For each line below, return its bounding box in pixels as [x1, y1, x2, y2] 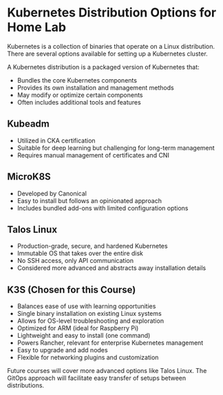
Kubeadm [7, 118, 50, 130]
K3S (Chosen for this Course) [7, 284, 136, 295]
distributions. [7, 381, 45, 389]
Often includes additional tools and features [17, 98, 141, 106]
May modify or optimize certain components [17, 91, 143, 99]
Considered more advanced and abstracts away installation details [17, 264, 206, 273]
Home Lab [7, 19, 67, 35]
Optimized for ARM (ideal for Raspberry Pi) [17, 324, 139, 332]
